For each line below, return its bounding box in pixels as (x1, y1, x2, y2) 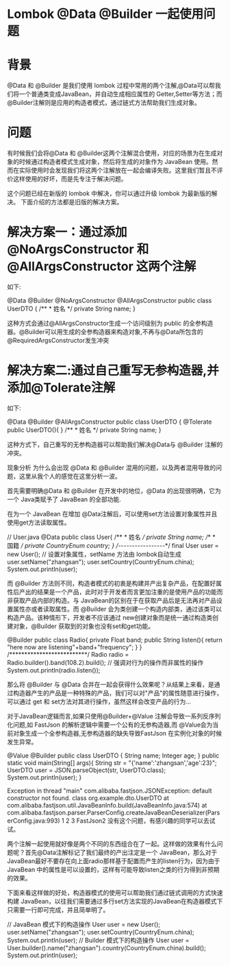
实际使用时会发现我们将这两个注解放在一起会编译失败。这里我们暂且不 (18, 166, 217, 175)
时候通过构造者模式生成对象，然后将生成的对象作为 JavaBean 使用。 (18, 158, 212, 166)
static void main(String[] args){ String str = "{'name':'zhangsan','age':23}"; (7, 758, 217, 766)
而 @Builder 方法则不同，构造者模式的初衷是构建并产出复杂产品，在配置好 (7, 579, 216, 587)
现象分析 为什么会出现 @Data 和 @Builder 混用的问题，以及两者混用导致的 (7, 463, 216, 472)
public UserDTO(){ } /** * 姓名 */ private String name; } (7, 426, 162, 434)
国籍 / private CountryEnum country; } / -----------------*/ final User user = (7, 541, 219, 549)
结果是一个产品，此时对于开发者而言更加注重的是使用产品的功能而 (36, 588, 223, 596)
